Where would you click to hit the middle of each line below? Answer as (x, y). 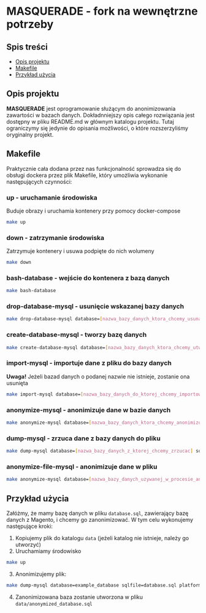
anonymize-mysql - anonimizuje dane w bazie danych (89, 410)
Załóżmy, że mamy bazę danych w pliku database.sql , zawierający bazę (97, 513)
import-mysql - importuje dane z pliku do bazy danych (89, 363)
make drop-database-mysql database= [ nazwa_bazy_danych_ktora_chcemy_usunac (105, 319)
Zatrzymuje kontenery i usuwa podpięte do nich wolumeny (80, 251)
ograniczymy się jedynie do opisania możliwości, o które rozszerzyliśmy (97, 128)
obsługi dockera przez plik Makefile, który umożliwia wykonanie (87, 175)
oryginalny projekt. (30, 134)
